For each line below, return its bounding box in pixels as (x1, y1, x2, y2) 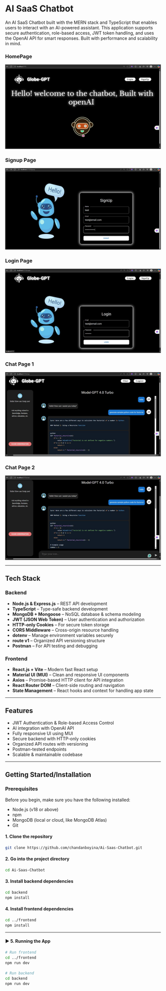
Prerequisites (5, 785, 38, 792)
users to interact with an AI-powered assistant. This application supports (5, 24, 153, 30)
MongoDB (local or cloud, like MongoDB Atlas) (12, 817, 107, 823)
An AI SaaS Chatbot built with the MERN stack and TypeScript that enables (5, 19, 157, 25)
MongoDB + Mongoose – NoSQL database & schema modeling (12, 611, 141, 617)
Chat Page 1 (5, 361, 34, 368)
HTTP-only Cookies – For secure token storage (12, 621, 110, 627)
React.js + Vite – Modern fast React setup (12, 667, 98, 673)
